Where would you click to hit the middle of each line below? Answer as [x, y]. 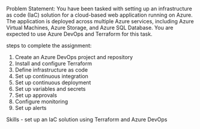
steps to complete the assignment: [49, 45]
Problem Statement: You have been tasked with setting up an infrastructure [99, 9]
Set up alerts [31, 108]
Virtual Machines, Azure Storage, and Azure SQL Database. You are [90, 27]
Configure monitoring [41, 102]
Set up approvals [36, 95]
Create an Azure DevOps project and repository [74, 57]
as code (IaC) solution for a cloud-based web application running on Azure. [100, 15]
